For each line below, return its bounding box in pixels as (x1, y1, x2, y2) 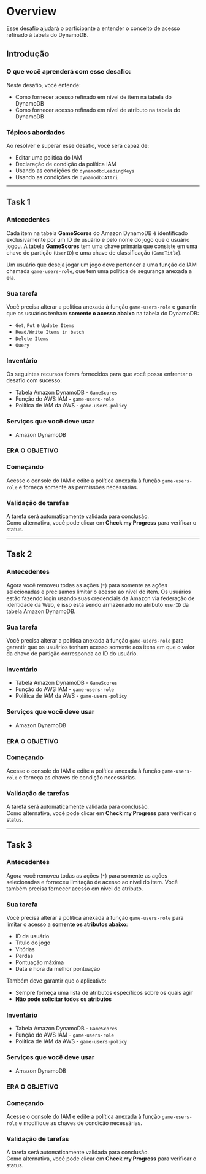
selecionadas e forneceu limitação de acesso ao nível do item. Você (6, 878, 178, 886)
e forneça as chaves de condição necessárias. (18, 773, 137, 781)
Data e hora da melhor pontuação (15, 965, 101, 973)
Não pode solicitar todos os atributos (15, 995, 112, 1003)
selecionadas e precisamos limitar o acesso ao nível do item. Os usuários (6, 588, 191, 595)
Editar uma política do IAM (15, 153, 82, 161)
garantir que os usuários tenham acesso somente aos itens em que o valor (6, 643, 195, 651)
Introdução (6, 49, 50, 60)
